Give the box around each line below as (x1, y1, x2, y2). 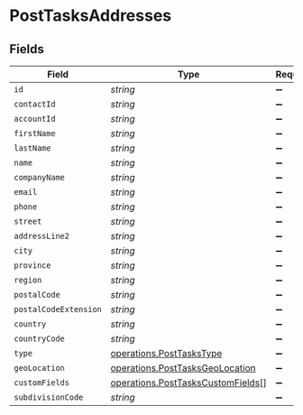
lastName (14, 143, 51, 153)
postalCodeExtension (14, 304, 102, 314)
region (14, 275, 42, 285)
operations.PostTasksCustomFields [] (110, 376, 268, 389)
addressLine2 (14, 231, 70, 241)
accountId (14, 114, 56, 124)
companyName (14, 172, 66, 182)
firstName (14, 128, 56, 138)
